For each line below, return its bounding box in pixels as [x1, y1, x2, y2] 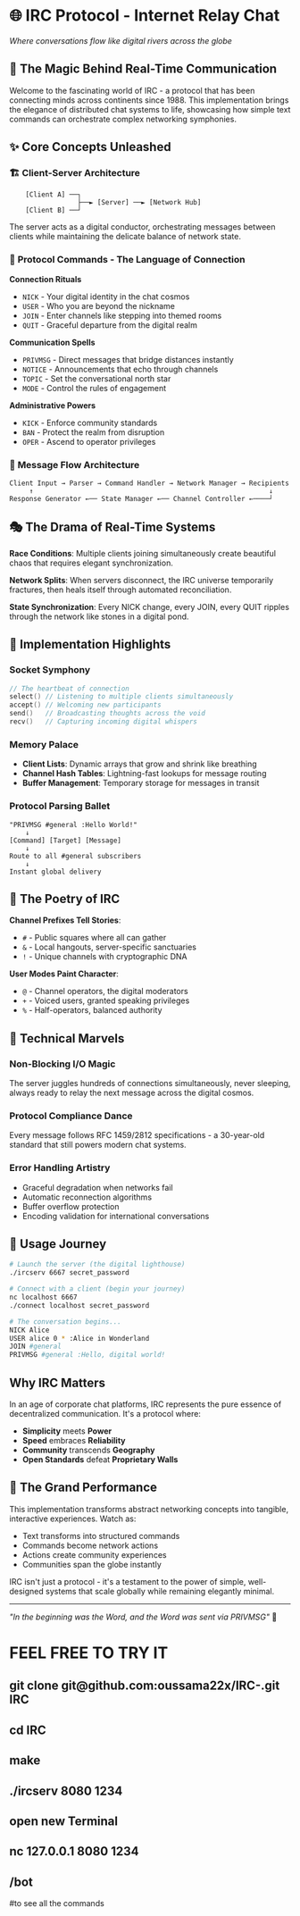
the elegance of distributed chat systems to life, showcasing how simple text [9, 104, 291, 114]
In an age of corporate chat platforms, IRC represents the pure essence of [9, 1399, 282, 1410]
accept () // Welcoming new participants [9, 700, 162, 710]
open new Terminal [9, 1813, 119, 1828]
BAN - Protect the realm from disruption [21, 426, 165, 438]
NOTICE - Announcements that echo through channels [21, 364, 219, 374]
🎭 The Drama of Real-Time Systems [9, 520, 216, 535]
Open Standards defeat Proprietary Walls [21, 1453, 179, 1465]
